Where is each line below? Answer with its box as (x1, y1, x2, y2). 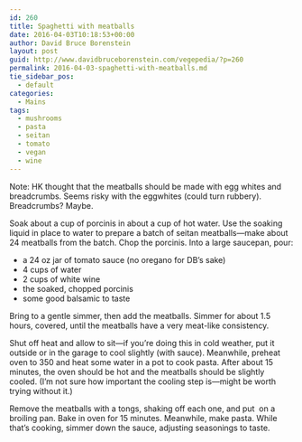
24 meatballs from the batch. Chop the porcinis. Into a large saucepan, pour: (9, 237, 294, 248)
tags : (9, 106, 30, 115)
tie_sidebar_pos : (9, 72, 75, 81)
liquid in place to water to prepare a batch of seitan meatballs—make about (9, 227, 288, 238)
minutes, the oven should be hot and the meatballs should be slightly (9, 366, 265, 377)
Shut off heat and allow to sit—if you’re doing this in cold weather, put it (9, 337, 275, 348)
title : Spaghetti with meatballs (9, 22, 135, 31)
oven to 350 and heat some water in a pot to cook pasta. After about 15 (9, 356, 273, 367)
